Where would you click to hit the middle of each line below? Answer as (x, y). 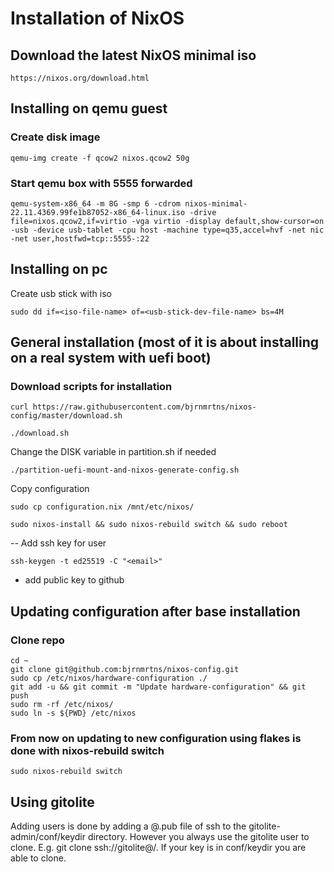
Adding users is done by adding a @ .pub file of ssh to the (128, 826)
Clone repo (37, 640)
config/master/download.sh (66, 416)
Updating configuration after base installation (155, 611)
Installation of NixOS (97, 18)
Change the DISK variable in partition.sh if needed (113, 452)
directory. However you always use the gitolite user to (198, 837)
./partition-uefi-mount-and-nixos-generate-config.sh (125, 470)
